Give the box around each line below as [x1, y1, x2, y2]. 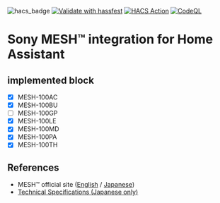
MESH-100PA [17, 133, 57, 141]
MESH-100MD [17, 125, 59, 133]
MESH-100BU [17, 101, 58, 109]
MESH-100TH [17, 141, 58, 149]
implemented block [7, 74, 94, 86]
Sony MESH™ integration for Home [7, 32, 214, 47]
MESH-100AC [17, 93, 58, 101]
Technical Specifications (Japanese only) [17, 187, 139, 197]
